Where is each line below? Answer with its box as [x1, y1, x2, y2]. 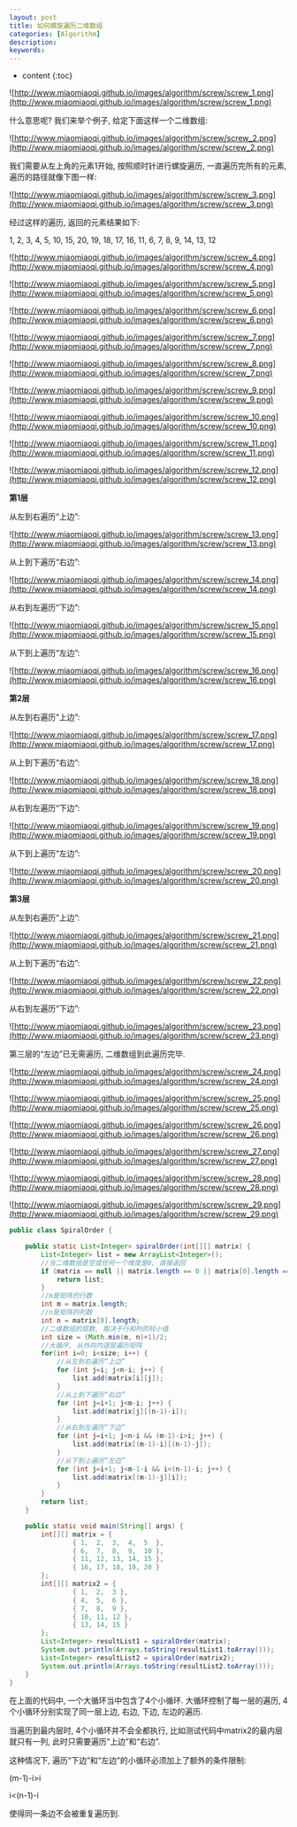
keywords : [9, 46, 46, 55]
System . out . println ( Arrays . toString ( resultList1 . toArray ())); [41, 1645, 275, 1654]
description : [9, 37, 57, 47]
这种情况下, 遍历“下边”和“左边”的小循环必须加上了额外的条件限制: [9, 1755, 247, 1766]
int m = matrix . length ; [41, 1300, 128, 1308]
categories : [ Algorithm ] [9, 29, 101, 38]
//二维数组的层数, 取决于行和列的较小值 [41, 1324, 170, 1333]
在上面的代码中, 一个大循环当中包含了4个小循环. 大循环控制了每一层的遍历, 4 [9, 1695, 288, 1706]
